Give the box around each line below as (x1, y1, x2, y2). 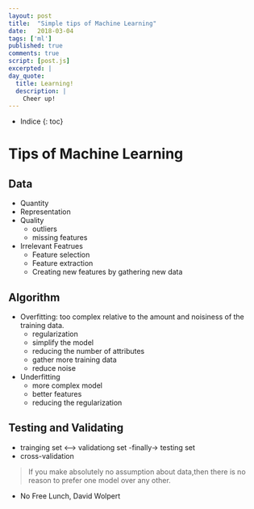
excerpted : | (8, 65, 52, 73)
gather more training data (31, 355, 117, 364)
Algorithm (8, 290, 60, 304)
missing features (31, 233, 88, 242)
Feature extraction (31, 259, 94, 268)
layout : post (8, 11, 52, 20)
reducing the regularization (31, 398, 123, 408)
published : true (8, 42, 63, 50)
